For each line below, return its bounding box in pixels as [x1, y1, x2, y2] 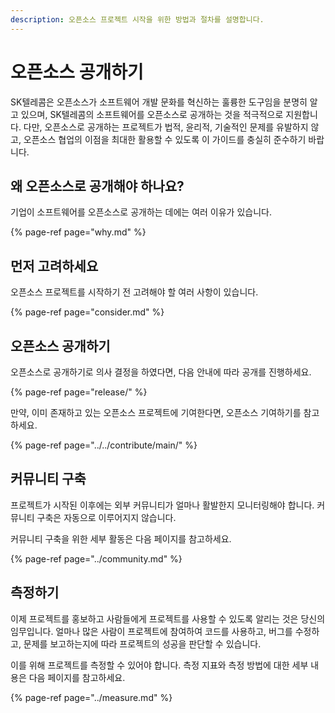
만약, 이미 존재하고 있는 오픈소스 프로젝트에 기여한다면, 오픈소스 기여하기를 [10, 407, 302, 418]
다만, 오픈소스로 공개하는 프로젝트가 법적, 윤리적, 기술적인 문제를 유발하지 [23, 121, 309, 133]
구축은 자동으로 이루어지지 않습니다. [36, 511, 177, 523]
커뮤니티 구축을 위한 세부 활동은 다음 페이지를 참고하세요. [10, 532, 232, 545]
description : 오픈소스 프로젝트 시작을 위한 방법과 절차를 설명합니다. [10, 14, 265, 25]
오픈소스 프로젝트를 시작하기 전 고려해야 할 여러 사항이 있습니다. [10, 286, 259, 298]
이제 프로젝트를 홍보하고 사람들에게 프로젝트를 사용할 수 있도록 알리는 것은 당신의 [10, 612, 326, 625]
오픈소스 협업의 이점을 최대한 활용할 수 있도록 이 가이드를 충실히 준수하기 [23, 133, 307, 145]
